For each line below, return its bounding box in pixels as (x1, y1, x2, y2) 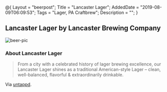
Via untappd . (5, 81, 32, 87)
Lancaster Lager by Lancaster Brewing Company (5, 24, 161, 32)
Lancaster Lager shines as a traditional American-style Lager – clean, (17, 66, 161, 72)
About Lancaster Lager (5, 49, 63, 56)
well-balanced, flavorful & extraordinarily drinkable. (17, 72, 124, 78)
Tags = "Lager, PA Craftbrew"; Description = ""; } (37, 9, 138, 15)
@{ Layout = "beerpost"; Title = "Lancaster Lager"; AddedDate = (5, 4, 139, 10)
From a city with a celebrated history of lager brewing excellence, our (17, 61, 161, 67)
